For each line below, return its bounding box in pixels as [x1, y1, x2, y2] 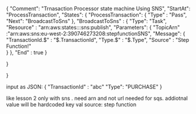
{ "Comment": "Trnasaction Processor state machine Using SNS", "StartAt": [6, 5, 191, 12]
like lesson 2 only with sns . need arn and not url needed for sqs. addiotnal [6, 95, 188, 102]
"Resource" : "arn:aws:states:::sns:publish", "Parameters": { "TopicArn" [6, 24, 181, 31]
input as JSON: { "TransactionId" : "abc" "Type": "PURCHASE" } [6, 83, 162, 90]
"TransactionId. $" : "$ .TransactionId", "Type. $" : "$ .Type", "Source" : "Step [6, 37, 189, 43]
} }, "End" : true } [6, 49, 47, 56]
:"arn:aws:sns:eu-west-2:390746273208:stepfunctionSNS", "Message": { [6, 30, 185, 37]
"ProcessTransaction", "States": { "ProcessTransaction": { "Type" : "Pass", [6, 11, 187, 18]
